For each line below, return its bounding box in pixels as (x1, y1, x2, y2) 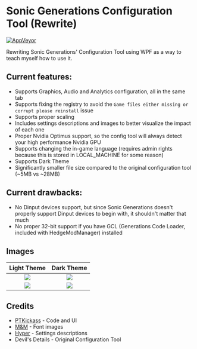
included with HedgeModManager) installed (14, 229, 123, 236)
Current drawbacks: (6, 188, 83, 198)
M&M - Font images (14, 323, 64, 330)
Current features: (6, 72, 73, 82)
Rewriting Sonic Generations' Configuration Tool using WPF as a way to (6, 48, 182, 55)
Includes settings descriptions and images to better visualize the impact (14, 120, 192, 127)
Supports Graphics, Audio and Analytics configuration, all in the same (14, 88, 186, 95)
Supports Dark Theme (14, 157, 70, 165)
